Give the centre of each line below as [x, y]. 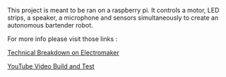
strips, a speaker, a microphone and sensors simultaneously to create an [113, 18]
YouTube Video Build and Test [51, 66]
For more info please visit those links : [63, 39]
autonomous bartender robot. [50, 25]
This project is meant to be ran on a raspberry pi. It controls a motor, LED [113, 10]
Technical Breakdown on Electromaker [63, 53]
